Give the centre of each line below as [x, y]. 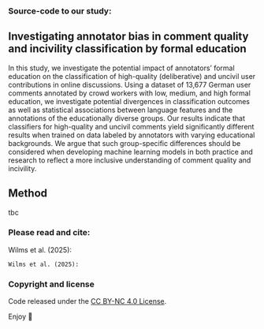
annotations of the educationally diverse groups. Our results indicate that [127, 118]
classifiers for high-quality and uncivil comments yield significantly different [131, 126]
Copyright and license [51, 284]
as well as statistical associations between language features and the [121, 110]
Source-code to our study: [60, 11]
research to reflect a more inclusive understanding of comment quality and [130, 160]
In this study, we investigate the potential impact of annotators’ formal [121, 68]
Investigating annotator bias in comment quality [128, 37]
